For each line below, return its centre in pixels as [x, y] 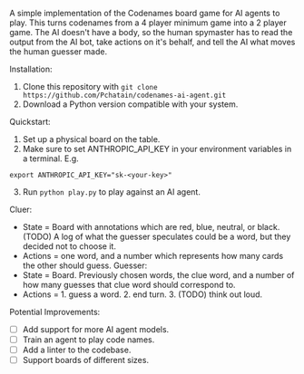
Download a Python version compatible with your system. [130, 104]
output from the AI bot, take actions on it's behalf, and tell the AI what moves [152, 42]
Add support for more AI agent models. [96, 329]
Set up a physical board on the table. [91, 139]
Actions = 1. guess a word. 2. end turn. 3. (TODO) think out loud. [142, 294]
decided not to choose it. [69, 246]
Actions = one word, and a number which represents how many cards [153, 256]
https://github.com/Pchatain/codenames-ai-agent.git [124, 95]
